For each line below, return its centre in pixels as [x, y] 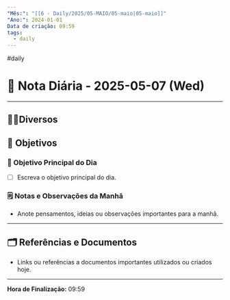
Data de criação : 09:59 [41, 26]
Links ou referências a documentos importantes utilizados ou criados [114, 262]
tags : [15, 33]
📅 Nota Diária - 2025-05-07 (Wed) [106, 86]
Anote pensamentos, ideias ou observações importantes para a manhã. [118, 214]
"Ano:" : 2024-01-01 [35, 20]
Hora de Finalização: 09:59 [46, 289]
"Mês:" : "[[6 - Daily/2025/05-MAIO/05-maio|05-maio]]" [87, 13]
